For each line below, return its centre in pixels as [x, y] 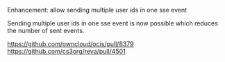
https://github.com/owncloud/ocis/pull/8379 [70, 44]
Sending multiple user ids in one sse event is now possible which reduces [113, 23]
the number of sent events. [46, 31]
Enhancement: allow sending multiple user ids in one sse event [97, 10]
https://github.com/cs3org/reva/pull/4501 [67, 51]
